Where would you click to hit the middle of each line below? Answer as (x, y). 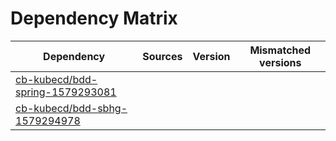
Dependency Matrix (94, 18)
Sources (162, 56)
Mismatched (280, 50)
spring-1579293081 (66, 92)
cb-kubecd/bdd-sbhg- (71, 108)
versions (280, 62)
